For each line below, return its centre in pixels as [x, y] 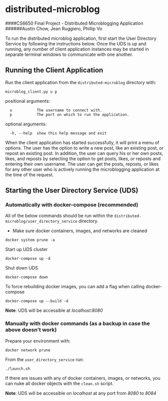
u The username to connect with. [56, 110]
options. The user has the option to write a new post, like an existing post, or [85, 148]
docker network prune [28, 350]
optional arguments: [26, 124]
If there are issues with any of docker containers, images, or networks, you [83, 378]
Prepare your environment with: [38, 341]
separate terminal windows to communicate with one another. [69, 54]
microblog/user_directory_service [41, 222]
